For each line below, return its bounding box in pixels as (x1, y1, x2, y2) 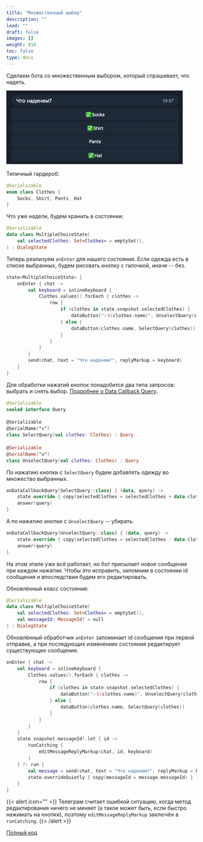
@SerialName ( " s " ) (6, 426, 50, 432)
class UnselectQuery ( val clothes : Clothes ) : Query (6, 458, 139, 464)
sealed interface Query (6, 406, 66, 412)
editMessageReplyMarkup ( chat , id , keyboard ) (38, 749, 153, 755)
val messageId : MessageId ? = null (17, 616, 104, 623)
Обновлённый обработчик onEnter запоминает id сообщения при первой (6, 633, 195, 641)
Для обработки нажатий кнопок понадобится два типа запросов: (6, 381, 175, 388)
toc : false (6, 48, 34, 55)
